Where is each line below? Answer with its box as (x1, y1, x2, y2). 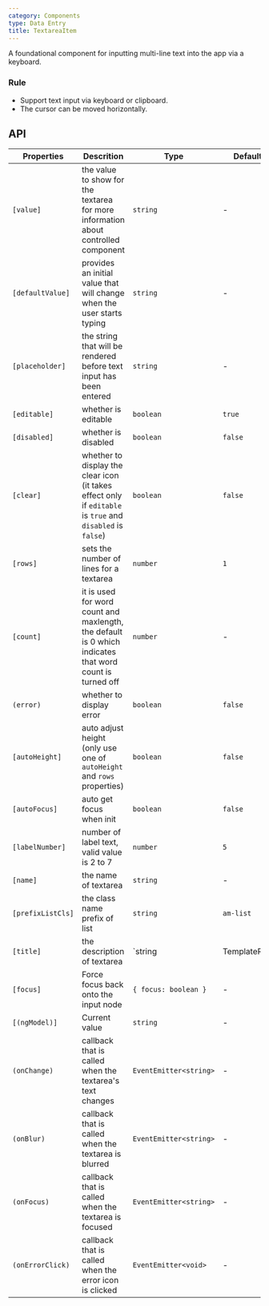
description (81, 946, 125, 957)
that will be (81, 341, 123, 352)
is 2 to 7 (81, 857, 113, 868)
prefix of (81, 913, 114, 924)
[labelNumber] (12, 843, 66, 852)
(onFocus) (12, 1198, 50, 1207)
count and (81, 606, 120, 617)
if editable (81, 500, 122, 511)
